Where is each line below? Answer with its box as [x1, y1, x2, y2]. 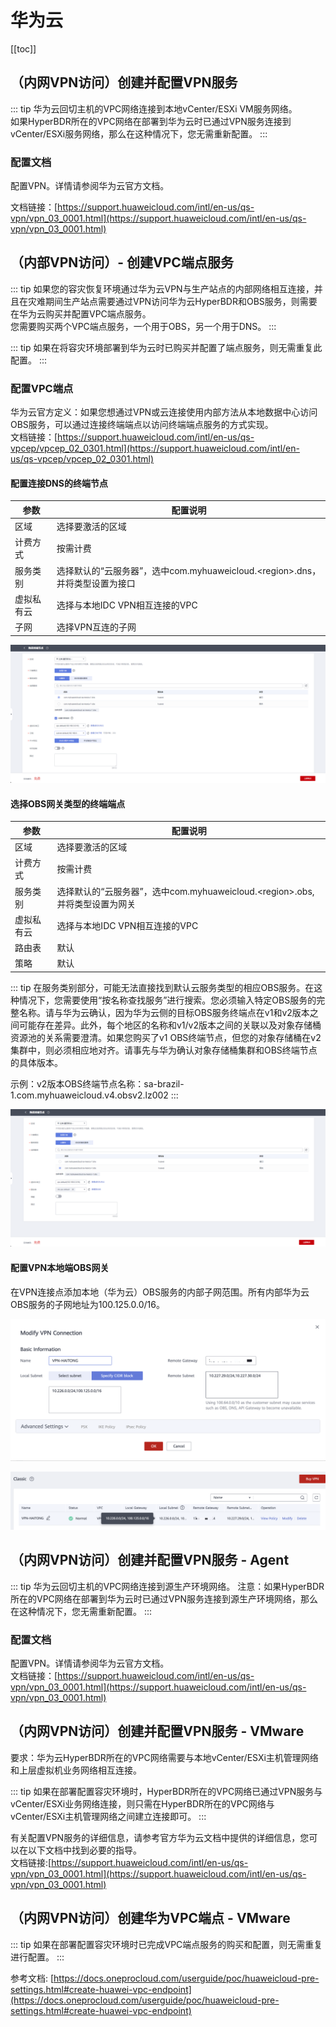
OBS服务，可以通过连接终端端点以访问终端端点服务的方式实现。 [10, 419, 274, 431]
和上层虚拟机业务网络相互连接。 [10, 1764, 142, 1776]
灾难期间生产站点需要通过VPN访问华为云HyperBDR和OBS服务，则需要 [27, 295, 318, 307]
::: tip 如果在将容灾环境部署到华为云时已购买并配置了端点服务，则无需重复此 [10, 341, 323, 353]
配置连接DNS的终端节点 [10, 477, 108, 489]
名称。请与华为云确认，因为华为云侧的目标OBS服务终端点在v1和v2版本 [18, 1006, 310, 1018]
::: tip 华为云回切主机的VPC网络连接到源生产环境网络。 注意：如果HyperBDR [10, 1580, 325, 1592]
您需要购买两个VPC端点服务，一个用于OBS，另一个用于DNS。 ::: [10, 320, 277, 332]
